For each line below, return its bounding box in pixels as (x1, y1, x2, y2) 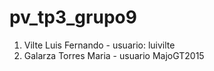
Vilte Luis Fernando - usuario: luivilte (23, 39, 176, 51)
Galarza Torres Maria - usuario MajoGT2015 (23, 49, 205, 61)
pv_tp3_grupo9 (9, 6, 137, 29)
